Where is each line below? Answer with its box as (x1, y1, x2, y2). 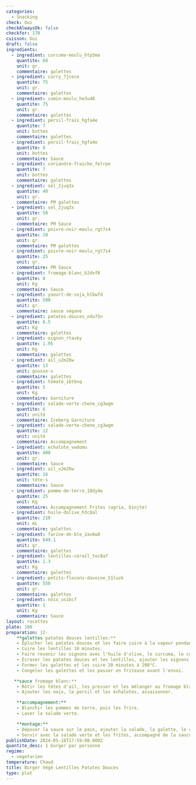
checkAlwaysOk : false (6, 25, 59, 31)
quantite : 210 (16, 515, 51, 521)
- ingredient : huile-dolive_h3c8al (11, 510, 98, 516)
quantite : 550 (16, 581, 51, 586)
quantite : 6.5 (16, 319, 51, 325)
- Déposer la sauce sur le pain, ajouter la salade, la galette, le (16, 726, 187, 732)
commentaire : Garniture (16, 395, 75, 401)
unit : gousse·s (16, 368, 54, 374)
